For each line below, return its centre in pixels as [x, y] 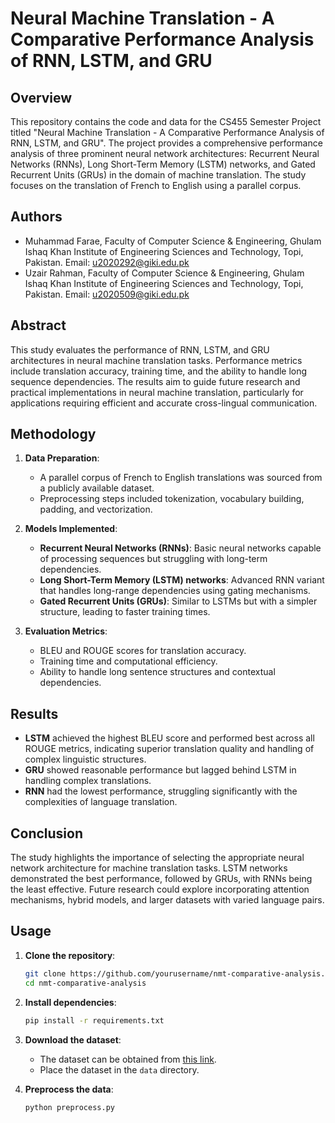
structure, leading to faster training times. [125, 612]
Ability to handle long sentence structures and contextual [157, 672]
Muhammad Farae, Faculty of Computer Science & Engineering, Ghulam [173, 241]
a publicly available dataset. [97, 488]
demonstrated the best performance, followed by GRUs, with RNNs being [161, 879]
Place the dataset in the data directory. [119, 1069]
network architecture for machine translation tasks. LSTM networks [149, 868]
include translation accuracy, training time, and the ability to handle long [159, 371]
